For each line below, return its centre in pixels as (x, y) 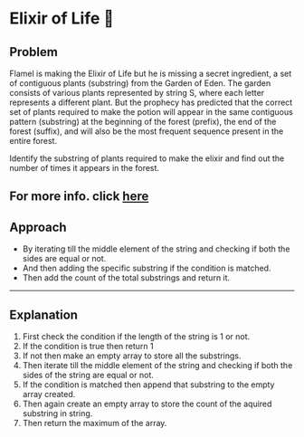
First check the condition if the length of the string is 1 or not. (136, 337)
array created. (49, 394)
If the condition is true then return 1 (88, 347)
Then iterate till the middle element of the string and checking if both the (157, 366)
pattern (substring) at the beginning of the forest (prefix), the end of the (143, 122)
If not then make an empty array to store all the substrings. (132, 356)
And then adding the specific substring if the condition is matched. (147, 268)
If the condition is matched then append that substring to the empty (148, 385)
